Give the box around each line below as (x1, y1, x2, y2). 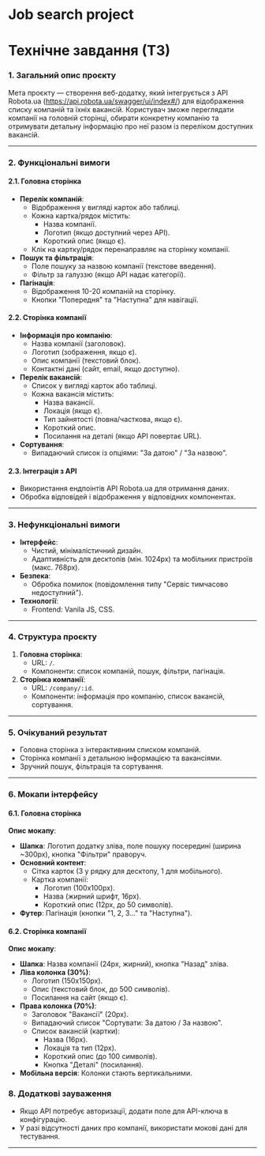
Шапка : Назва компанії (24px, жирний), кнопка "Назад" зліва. (19, 959, 229, 969)
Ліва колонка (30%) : (19, 968, 91, 977)
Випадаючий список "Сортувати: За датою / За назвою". (31, 1018, 223, 1028)
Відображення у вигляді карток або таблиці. (31, 202, 181, 212)
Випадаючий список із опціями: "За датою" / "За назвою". (31, 448, 228, 458)
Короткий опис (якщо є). (43, 235, 126, 246)
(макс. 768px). (31, 563, 80, 572)
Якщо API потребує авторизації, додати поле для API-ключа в (19, 1106, 229, 1116)
